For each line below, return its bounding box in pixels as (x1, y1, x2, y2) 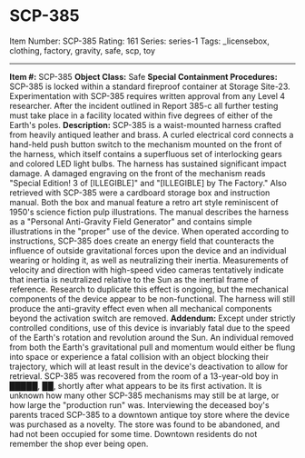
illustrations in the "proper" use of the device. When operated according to (9, 225, 289, 236)
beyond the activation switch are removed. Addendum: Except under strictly (9, 313, 296, 324)
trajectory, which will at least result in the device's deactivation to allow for (9, 361, 289, 372)
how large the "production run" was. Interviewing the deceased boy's (9, 399, 270, 410)
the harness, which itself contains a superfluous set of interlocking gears (9, 148, 283, 159)
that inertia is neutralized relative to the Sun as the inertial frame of (9, 274, 259, 284)
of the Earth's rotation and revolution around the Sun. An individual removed (9, 332, 294, 343)
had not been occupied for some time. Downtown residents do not (9, 428, 258, 439)
